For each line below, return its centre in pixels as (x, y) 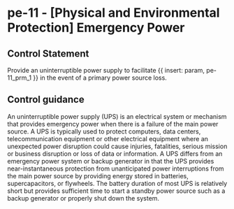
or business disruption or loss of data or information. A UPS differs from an (115, 153)
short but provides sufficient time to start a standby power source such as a (116, 191)
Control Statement (48, 53)
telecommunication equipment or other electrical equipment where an (108, 138)
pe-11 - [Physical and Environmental (114, 13)
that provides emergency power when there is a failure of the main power (113, 124)
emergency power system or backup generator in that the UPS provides (111, 161)
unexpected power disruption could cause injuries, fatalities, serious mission (117, 146)
